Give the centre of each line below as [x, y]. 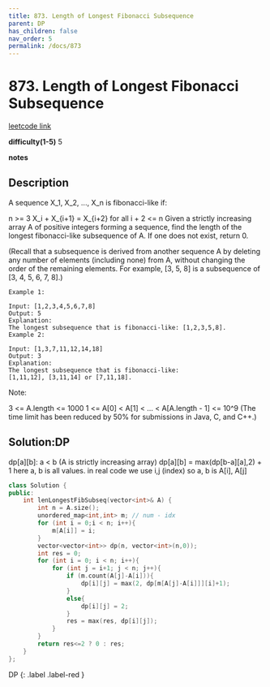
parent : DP [27, 24]
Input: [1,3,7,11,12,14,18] [56, 349]
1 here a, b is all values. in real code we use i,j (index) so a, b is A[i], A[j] [128, 470]
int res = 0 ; [60, 553]
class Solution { [38, 485]
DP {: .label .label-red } [47, 674]
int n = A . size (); [69, 508]
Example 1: [27, 292]
